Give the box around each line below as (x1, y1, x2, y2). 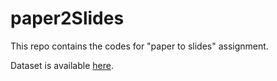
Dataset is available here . (10, 59, 114, 71)
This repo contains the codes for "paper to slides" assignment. (10, 40, 269, 52)
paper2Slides (10, 7, 125, 30)
